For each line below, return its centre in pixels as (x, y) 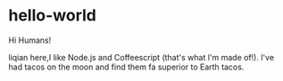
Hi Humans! (30, 40)
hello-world (53, 16)
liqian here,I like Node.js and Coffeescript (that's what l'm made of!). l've (141, 57)
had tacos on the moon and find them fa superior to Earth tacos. (126, 67)
